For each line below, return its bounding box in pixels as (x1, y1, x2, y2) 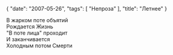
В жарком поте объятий (6, 17, 68, 23)
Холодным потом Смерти (6, 42, 73, 49)
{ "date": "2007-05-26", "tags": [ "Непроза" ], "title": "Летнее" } (6, 5, 168, 12)
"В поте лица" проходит (6, 29, 68, 36)
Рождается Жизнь (6, 23, 53, 30)
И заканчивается (6, 36, 50, 42)
